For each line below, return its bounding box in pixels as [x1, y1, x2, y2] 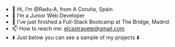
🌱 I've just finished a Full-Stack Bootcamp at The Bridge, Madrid [11, 18, 170, 25]
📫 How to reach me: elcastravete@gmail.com [11, 25, 125, 32]
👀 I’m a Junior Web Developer [11, 12, 85, 19]
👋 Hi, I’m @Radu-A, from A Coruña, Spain [11, 6, 113, 12]
